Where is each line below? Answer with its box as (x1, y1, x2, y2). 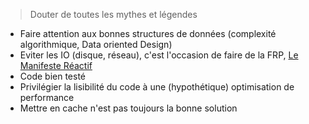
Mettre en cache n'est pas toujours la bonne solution (19, 102, 238, 114)
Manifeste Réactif (19, 60, 93, 71)
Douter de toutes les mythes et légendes (29, 9, 198, 20)
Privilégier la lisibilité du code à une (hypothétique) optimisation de (19, 81, 295, 93)
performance (19, 92, 75, 103)
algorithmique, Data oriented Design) (19, 39, 173, 50)
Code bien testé (19, 70, 87, 82)
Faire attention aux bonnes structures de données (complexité (19, 28, 277, 39)
